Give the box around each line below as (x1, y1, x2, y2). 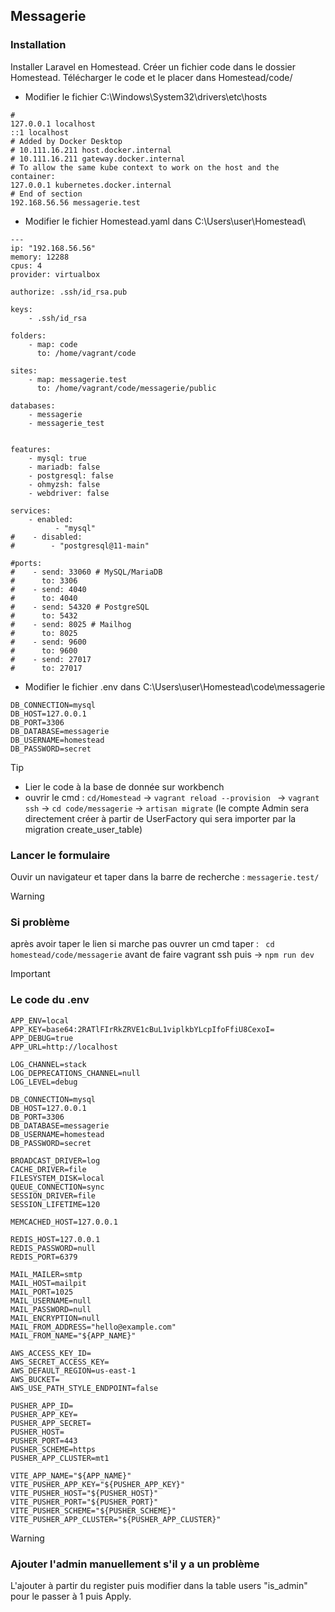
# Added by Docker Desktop (10, 136, 123, 146)
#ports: (10, 558, 43, 568)
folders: (10, 330, 47, 341)
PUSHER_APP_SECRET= (10, 1418, 92, 1428)
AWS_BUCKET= (10, 1374, 60, 1384)
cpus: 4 (10, 260, 43, 271)
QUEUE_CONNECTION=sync (10, 1182, 105, 1192)
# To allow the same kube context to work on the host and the (10, 162, 280, 173)
